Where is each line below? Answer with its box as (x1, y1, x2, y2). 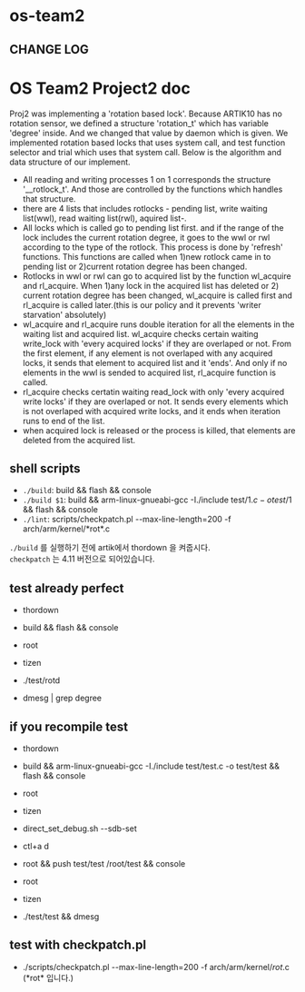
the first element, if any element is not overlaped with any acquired (22, 347, 273, 359)
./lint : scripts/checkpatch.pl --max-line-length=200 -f (22, 514, 231, 525)
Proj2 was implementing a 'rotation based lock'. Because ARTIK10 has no (9, 108, 283, 119)
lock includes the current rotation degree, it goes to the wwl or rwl (22, 232, 271, 243)
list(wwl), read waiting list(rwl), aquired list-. (22, 213, 188, 223)
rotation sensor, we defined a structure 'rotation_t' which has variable (9, 117, 270, 128)
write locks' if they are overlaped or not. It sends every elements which (22, 396, 289, 407)
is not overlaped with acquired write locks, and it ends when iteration (22, 405, 281, 416)
